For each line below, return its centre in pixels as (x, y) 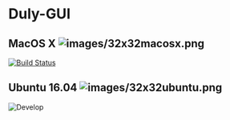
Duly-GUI (39, 14)
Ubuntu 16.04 (43, 88)
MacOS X (32, 44)
